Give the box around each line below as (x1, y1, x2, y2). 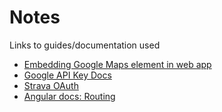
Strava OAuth (23, 79, 79, 91)
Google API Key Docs (23, 69, 112, 81)
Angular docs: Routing (23, 90, 116, 102)
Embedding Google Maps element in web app (23, 58, 212, 70)
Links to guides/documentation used (9, 39, 161, 51)
